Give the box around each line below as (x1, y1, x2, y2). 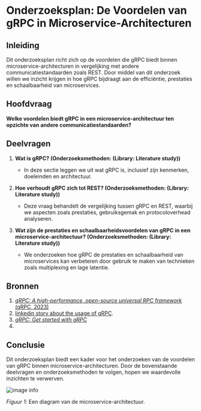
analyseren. (23, 215, 53, 222)
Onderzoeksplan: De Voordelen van (6, 4, 187, 17)
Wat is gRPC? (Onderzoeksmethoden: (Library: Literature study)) (14, 154, 181, 162)
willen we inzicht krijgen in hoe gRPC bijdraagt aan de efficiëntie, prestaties (6, 76, 193, 82)
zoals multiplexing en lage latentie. (23, 263, 110, 271)
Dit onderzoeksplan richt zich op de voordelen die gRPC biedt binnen (6, 56, 178, 63)
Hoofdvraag (6, 99, 52, 109)
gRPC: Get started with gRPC (14, 316, 87, 323)
